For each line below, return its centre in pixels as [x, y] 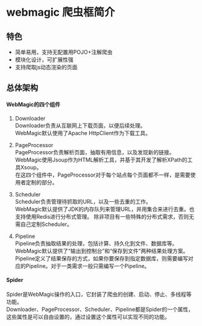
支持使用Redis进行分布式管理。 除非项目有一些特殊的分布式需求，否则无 [105, 216]
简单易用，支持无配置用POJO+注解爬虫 [64, 52]
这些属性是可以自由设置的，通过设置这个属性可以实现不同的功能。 [88, 316]
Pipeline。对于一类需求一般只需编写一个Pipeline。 [88, 266]
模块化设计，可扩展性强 [44, 60]
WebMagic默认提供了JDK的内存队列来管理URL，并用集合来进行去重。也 [105, 209]
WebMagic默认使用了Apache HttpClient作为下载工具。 [83, 133]
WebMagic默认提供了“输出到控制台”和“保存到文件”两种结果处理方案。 [102, 251]
